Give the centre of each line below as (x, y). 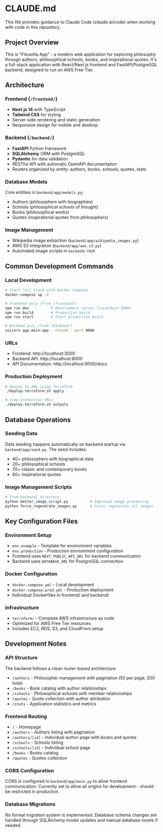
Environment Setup (28, 535)
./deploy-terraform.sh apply (35, 391)
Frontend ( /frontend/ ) (31, 99)
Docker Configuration (31, 574)
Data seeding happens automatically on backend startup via (65, 444)
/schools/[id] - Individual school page (51, 747)
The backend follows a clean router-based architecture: (61, 668)
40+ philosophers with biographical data (53, 459)
